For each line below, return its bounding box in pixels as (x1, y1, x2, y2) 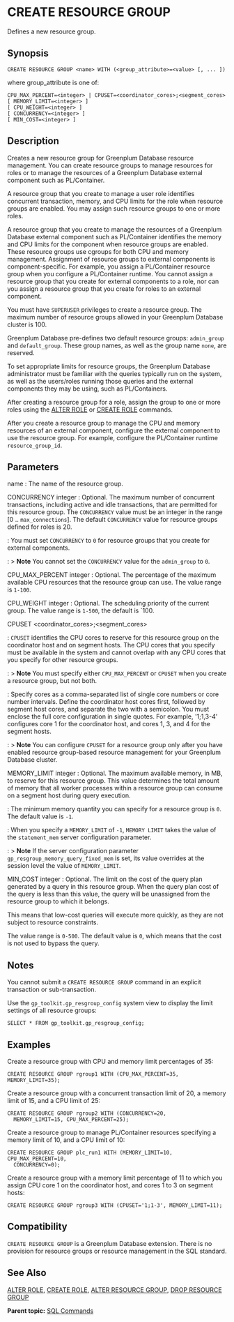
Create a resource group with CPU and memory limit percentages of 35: (7, 1058, 214, 1065)
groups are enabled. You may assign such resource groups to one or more (7, 204, 221, 213)
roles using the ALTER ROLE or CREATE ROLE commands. (7, 405, 173, 414)
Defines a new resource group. (7, 27, 96, 36)
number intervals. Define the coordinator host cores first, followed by (7, 698, 205, 706)
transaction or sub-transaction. (7, 985, 96, 994)
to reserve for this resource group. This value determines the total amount (7, 776, 219, 785)
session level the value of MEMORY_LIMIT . (7, 862, 121, 870)
